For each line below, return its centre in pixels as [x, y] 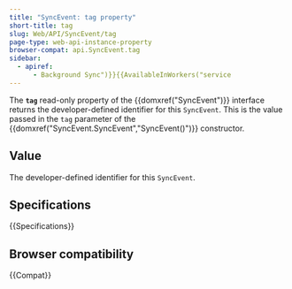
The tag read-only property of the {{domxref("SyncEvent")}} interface [137, 100]
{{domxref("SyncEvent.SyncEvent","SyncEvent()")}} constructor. [127, 128]
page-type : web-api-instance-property [81, 42]
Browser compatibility [72, 254]
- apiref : [35, 67]
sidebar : [25, 58]
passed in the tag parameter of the [73, 118]
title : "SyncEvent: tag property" [73, 17]
